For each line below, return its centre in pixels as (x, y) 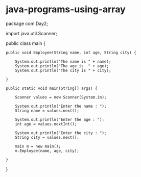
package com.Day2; (27, 23)
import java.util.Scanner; (32, 33)
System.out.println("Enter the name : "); (61, 106)
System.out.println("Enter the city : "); (61, 133)
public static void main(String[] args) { (52, 88)
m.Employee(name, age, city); (47, 151)
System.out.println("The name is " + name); (63, 61)
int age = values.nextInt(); (46, 124)
